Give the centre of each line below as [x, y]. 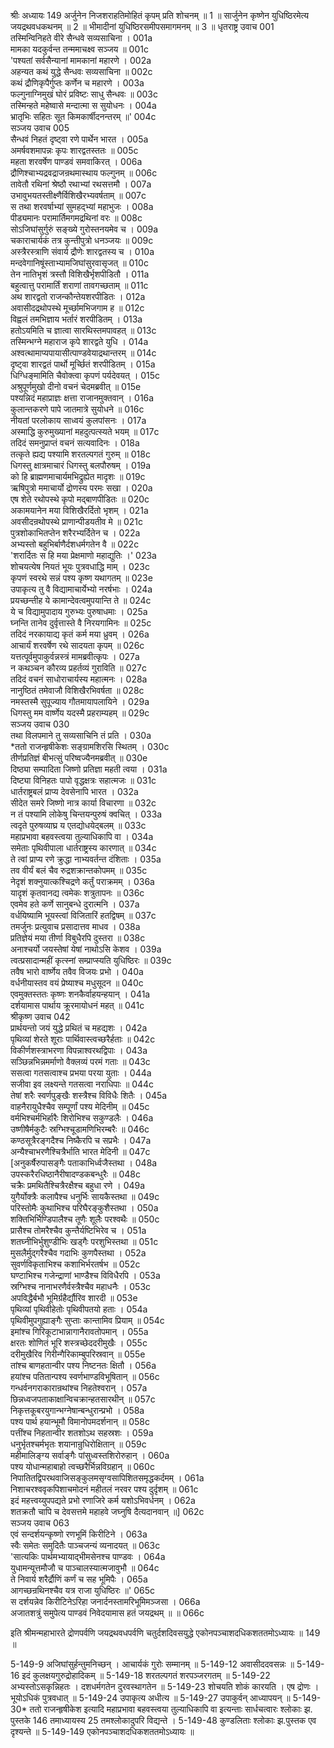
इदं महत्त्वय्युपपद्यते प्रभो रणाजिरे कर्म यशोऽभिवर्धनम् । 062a [103, 1500]
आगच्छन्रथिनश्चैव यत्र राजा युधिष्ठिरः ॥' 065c [82, 1590]
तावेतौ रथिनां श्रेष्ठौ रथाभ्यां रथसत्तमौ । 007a [81, 184]
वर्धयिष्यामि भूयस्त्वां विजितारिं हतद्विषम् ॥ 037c [83, 915]
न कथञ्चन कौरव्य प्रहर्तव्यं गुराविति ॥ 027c [78, 668]
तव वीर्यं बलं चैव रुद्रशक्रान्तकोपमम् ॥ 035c [79, 870]
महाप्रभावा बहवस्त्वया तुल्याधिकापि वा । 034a [82, 836]
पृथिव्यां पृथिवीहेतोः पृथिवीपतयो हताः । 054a [79, 1309]
